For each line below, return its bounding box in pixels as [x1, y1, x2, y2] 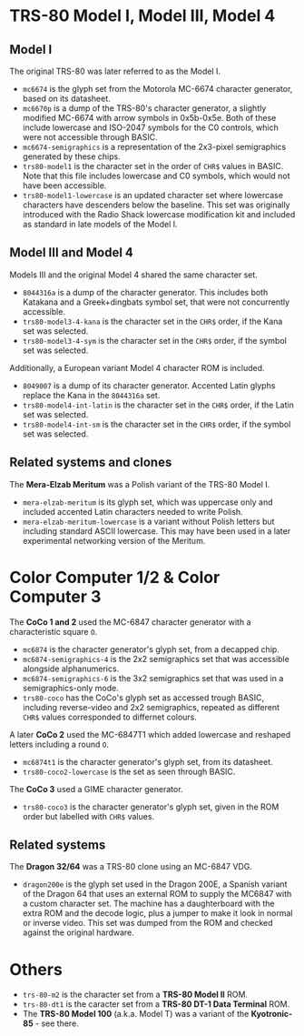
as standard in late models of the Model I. [22, 219, 179, 229]
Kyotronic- [250, 1009, 293, 1020]
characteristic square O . [9, 626, 98, 637]
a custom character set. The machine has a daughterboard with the [22, 898, 275, 910]
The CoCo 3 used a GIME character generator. [9, 783, 183, 794]
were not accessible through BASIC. [22, 132, 158, 142]
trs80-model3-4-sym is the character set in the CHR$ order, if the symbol [22, 335, 288, 346]
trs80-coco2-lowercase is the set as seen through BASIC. [22, 766, 236, 777]
